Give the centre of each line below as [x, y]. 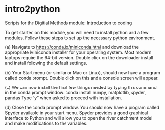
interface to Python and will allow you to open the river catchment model [79, 118]
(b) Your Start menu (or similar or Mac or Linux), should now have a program [82, 72]
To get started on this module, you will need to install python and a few [77, 32]
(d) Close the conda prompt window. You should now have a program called [82, 107]
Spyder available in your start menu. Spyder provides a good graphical [77, 113]
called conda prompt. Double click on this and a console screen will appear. [82, 78]
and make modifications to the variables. [46, 123]
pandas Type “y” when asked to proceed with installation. [64, 98]
